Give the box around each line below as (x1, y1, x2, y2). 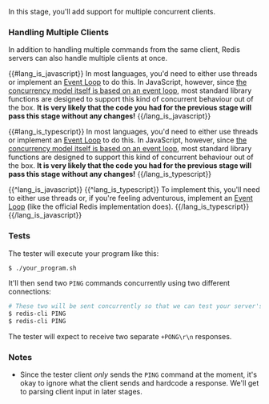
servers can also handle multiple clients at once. (8, 54, 168, 63)
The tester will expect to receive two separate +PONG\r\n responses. (8, 332, 232, 342)
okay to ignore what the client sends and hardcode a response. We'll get (19, 378, 259, 388)
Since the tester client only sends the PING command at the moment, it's (19, 370, 258, 379)
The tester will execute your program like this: (8, 248, 159, 258)
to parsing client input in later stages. (19, 387, 143, 397)
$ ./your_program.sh (8, 264, 78, 272)
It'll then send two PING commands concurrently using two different (8, 278, 231, 288)
